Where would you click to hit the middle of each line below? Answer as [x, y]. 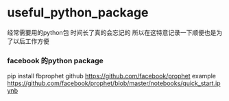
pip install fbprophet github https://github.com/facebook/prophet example [111, 76]
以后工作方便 [31, 41]
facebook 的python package [56, 60]
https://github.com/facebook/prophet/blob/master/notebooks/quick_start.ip [114, 83]
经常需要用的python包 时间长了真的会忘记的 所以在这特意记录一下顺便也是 [112, 32]
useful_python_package [78, 13]
